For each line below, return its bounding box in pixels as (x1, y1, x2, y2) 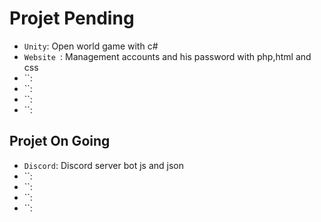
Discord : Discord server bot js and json (23, 159, 185, 171)
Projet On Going (9, 133, 111, 150)
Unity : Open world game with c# (23, 40, 159, 52)
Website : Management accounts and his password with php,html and (23, 50, 312, 62)
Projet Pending (9, 7, 135, 30)
